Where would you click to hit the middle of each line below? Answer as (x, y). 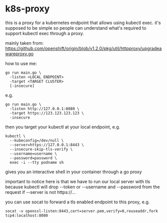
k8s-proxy (28, 9)
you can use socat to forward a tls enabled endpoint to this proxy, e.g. (77, 202)
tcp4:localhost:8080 (27, 215)
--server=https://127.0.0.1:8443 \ (47, 145)
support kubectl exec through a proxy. (45, 33)
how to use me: (21, 63)
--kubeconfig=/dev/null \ (37, 140)
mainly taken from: (25, 43)
